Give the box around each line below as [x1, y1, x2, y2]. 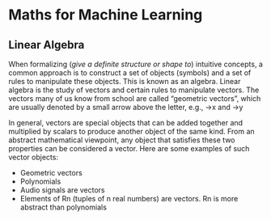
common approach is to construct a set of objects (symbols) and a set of [8, 68, 252, 78]
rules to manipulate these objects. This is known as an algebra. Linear [8, 77, 241, 86]
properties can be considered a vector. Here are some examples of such [8, 144, 250, 153]
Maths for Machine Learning [8, 6, 203, 24]
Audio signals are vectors [19, 185, 105, 195]
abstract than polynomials [19, 202, 108, 212]
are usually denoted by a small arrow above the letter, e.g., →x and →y [8, 103, 243, 112]
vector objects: [8, 152, 59, 162]
